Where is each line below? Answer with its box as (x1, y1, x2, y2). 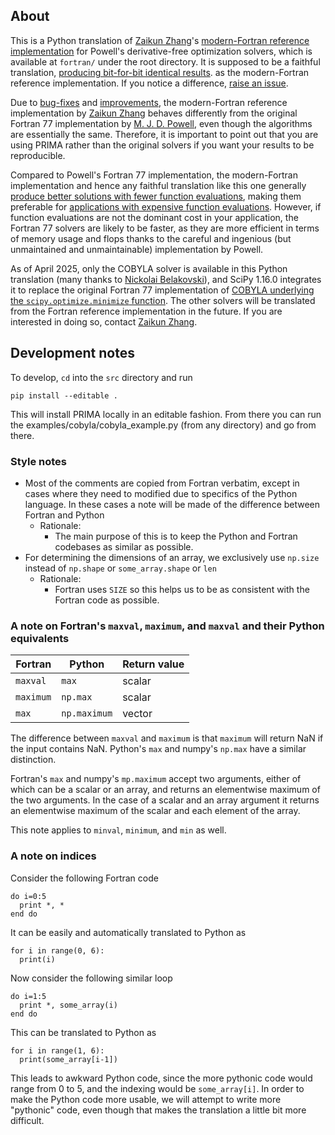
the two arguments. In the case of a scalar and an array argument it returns (10, 794, 320, 806)
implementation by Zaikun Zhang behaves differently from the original (10, 107, 298, 119)
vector (122, 707, 153, 721)
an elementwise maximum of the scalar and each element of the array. (10, 805, 301, 817)
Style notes (10, 454, 67, 468)
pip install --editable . (10, 390, 118, 401)
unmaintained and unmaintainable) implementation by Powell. (10, 243, 264, 255)
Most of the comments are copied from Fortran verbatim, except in (24, 477, 300, 489)
